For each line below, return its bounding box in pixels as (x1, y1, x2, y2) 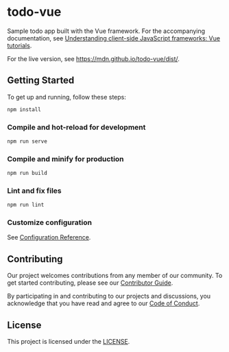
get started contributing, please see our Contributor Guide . (7, 279, 173, 287)
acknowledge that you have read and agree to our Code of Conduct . (7, 299, 200, 307)
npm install (7, 106, 41, 113)
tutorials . (7, 41, 32, 49)
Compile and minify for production (7, 154, 125, 163)
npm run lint (7, 202, 45, 209)
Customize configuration (7, 218, 93, 227)
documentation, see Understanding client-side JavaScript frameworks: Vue (7, 34, 221, 42)
